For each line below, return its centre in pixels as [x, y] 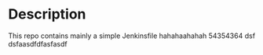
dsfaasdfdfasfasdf [38, 43]
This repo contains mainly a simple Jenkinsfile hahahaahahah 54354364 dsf [132, 36]
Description [47, 14]
